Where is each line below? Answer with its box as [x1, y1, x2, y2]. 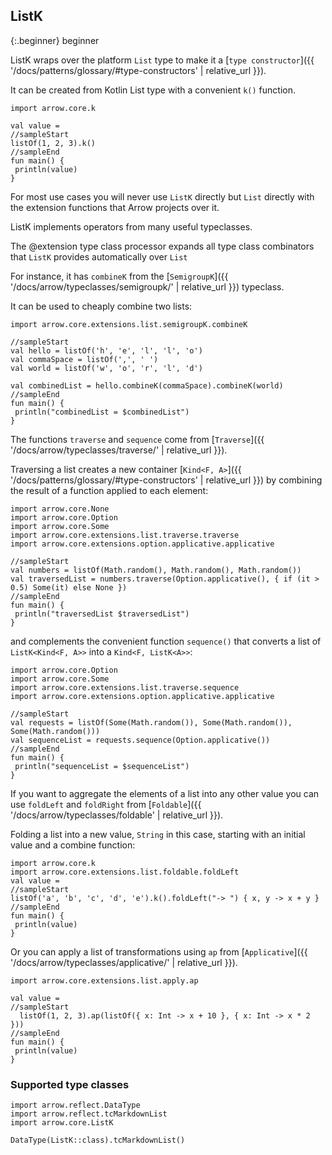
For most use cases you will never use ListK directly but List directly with [10, 190, 315, 203]
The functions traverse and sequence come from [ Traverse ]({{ [10, 433, 265, 445]
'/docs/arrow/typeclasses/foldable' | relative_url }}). [10, 809, 224, 821]
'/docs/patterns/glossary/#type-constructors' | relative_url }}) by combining [10, 474, 323, 486]
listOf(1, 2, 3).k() [10, 138, 97, 148]
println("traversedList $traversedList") [14, 609, 190, 619]
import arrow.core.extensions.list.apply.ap [10, 975, 199, 986]
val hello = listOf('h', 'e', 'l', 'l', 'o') [10, 345, 203, 356]
